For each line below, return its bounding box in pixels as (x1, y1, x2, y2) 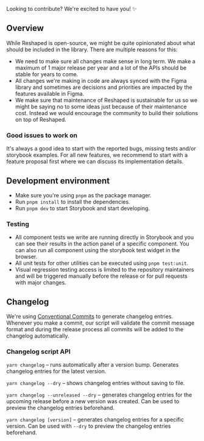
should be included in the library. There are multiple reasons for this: (6, 46, 178, 53)
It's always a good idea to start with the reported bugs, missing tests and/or (6, 145, 197, 152)
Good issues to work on (6, 131, 78, 139)
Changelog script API (6, 347, 71, 356)
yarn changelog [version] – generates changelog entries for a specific (6, 416, 184, 423)
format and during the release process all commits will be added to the (6, 326, 184, 333)
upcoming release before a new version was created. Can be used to (6, 398, 180, 405)
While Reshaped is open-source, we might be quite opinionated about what (6, 39, 195, 46)
